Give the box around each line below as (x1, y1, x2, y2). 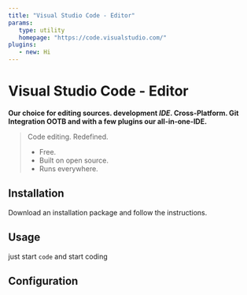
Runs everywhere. (39, 163, 98, 174)
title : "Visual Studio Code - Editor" (8, 11, 135, 20)
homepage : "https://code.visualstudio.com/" (18, 33, 168, 42)
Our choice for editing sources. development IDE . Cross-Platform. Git (8, 108, 239, 118)
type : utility (18, 26, 65, 34)
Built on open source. (39, 155, 109, 165)
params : (8, 19, 34, 27)
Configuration (8, 274, 79, 288)
